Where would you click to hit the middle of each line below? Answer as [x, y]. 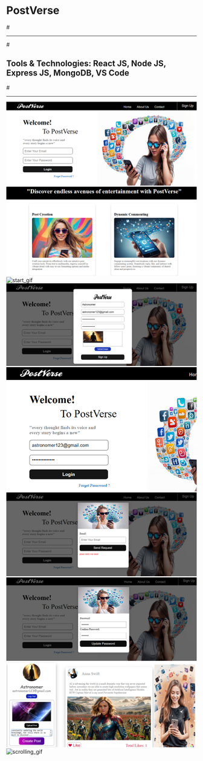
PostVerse [33, 11]
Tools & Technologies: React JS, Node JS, [86, 64]
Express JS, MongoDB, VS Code [68, 73]
